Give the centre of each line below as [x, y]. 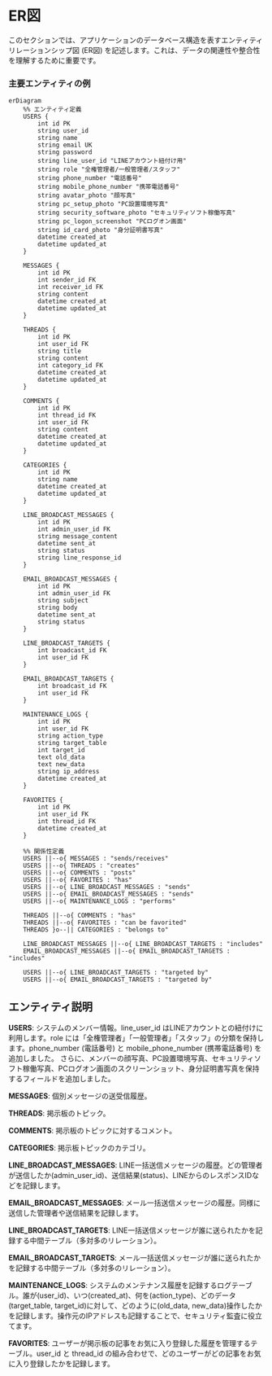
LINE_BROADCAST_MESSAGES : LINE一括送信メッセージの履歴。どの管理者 [136, 1165]
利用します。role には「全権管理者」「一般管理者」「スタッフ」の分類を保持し [136, 1038]
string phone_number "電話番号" [90, 178]
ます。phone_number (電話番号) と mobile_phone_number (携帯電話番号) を [135, 1048]
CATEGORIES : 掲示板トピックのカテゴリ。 [79, 1148]
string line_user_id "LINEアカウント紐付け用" [112, 161]
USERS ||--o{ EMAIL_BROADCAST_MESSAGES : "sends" [109, 894]
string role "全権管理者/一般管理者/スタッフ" [109, 170]
